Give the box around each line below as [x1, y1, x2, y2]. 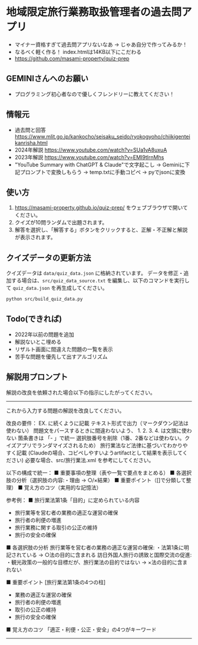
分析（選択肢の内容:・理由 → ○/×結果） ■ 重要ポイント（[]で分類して [16, 476, 187, 483]
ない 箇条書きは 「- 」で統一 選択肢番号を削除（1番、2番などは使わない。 [6, 434, 185, 441]
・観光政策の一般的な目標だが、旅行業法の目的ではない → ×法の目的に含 [6, 559, 183, 566]
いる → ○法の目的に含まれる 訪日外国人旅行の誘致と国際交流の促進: [26, 551, 192, 558]
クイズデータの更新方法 [6, 253, 91, 263]
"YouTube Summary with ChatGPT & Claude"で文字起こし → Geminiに [14, 161, 185, 168]
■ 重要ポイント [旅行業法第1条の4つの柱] [6, 578, 106, 586]
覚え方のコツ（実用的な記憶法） [24, 483, 102, 491]
